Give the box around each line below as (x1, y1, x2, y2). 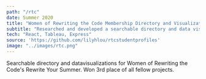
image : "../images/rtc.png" (6, 43, 78, 49)
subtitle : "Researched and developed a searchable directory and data (6, 26, 191, 32)
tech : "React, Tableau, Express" (6, 32, 92, 38)
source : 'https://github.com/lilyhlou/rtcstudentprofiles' (6, 37, 161, 43)
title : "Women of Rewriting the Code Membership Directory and (6, 20, 172, 26)
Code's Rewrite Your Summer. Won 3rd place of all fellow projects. (6, 66, 175, 73)
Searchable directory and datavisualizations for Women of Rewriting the (6, 59, 188, 67)
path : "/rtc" (6, 9, 40, 15)
